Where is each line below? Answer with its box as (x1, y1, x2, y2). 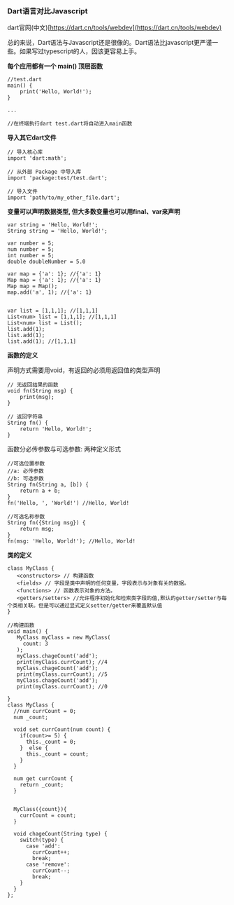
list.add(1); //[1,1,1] (7, 338, 77, 345)
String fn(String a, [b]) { (7, 482, 89, 489)
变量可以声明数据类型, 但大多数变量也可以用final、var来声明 (7, 207, 180, 216)
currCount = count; (20, 812, 77, 819)
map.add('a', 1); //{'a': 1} (7, 289, 92, 296)
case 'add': (25, 843, 61, 850)
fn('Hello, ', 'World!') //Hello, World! (7, 500, 130, 507)
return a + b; (20, 487, 61, 495)
